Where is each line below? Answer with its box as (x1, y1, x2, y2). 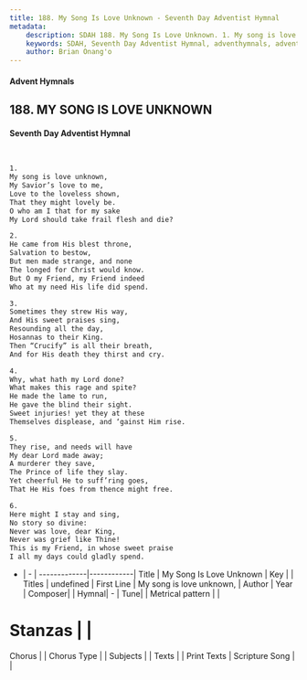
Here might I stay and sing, (9, 509, 121, 519)
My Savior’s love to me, (9, 181, 104, 190)
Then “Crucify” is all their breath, (9, 341, 153, 350)
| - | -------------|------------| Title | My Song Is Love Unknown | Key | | (22, 568, 294, 580)
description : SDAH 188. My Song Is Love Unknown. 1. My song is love (26, 30, 297, 39)
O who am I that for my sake (9, 207, 121, 216)
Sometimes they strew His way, (9, 307, 129, 316)
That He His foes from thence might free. (9, 485, 174, 494)
